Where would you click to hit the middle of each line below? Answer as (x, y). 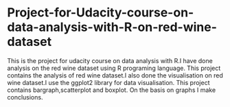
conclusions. (25, 97)
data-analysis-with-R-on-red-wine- (112, 27)
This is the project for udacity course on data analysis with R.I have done (110, 60)
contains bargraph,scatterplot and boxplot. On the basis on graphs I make (112, 90)
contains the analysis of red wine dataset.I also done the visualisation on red (115, 75)
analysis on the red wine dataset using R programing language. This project (114, 68)
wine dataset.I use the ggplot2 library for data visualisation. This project (108, 82)
